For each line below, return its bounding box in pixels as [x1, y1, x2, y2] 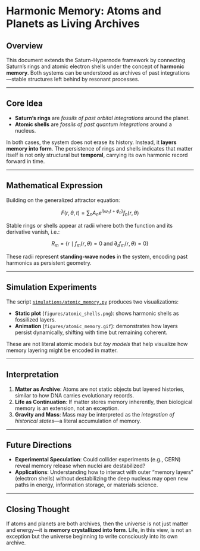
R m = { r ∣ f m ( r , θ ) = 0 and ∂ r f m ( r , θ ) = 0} [51, 240, 149, 249]
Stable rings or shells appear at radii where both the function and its [6, 222, 173, 229]
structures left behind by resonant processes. [27, 76, 140, 82]
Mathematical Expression [6, 180, 103, 191]
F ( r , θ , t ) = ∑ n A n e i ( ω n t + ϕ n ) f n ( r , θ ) [61, 208, 139, 218]
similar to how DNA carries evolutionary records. [14, 391, 135, 399]
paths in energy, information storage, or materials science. [14, 481, 158, 488]
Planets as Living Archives [6, 17, 140, 30]
